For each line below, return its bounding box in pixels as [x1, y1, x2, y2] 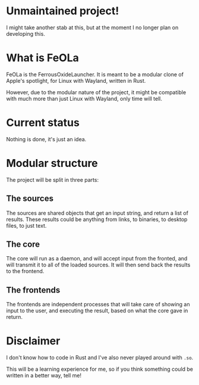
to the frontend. [6, 268, 45, 275]
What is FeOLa [6, 51, 79, 65]
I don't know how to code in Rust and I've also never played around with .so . [6, 354, 194, 361]
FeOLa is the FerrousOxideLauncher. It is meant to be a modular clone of [6, 70, 184, 78]
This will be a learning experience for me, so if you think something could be [6, 365, 194, 373]
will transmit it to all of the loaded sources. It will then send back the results [6, 261, 191, 269]
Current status [6, 116, 80, 129]
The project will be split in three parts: [6, 176, 99, 183]
